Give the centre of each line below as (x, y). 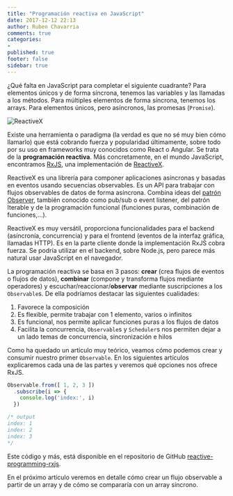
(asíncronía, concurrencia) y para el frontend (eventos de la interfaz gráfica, (116, 235)
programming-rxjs (33, 463)
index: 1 (20, 424)
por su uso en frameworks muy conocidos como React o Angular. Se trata (113, 149)
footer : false (28, 59)
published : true (31, 53)
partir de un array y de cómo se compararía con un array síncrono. (103, 484)
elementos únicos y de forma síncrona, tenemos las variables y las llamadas (116, 93)
